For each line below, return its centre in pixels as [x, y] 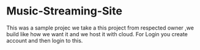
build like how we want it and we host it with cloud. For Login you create [97, 34]
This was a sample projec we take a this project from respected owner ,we [100, 28]
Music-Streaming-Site [64, 11]
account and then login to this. [45, 40]
